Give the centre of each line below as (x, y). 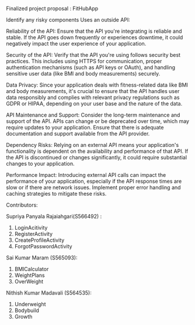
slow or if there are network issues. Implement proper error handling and (93, 187)
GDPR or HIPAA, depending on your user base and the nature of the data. (94, 104)
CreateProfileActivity (39, 240)
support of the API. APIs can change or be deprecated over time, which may (98, 121)
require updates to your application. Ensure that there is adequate (85, 127)
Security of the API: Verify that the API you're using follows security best (93, 55)
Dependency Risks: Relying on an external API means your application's (93, 145)
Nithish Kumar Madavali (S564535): (49, 293)
